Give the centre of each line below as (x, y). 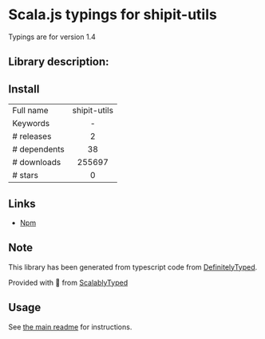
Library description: (59, 62)
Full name (31, 111)
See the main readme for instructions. (70, 327)
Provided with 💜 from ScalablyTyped (68, 282)
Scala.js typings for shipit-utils (113, 15)
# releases (32, 136)
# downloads (37, 163)
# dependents (39, 149)
